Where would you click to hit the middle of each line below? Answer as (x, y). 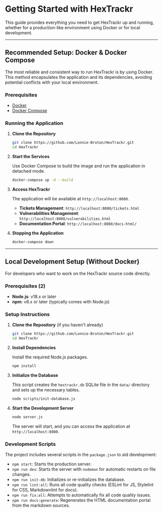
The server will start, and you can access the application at (71, 426)
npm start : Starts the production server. (52, 464)
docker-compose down (33, 242)
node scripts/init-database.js (44, 399)
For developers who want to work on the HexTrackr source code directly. (78, 273)
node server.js (27, 417)
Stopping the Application (38, 233)
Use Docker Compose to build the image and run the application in (79, 166)
